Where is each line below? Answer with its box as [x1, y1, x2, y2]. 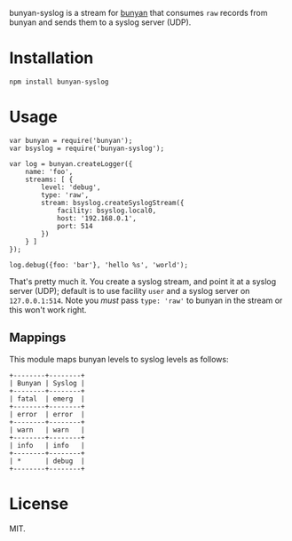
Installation [9, 48, 94, 68]
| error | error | [9, 410, 86, 418]
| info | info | [9, 441, 86, 450]
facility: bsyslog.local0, [56, 206, 157, 215]
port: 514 [56, 221, 93, 230]
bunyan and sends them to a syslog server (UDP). [9, 17, 192, 28]
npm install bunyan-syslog [9, 77, 109, 86]
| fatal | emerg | [9, 394, 86, 403]
